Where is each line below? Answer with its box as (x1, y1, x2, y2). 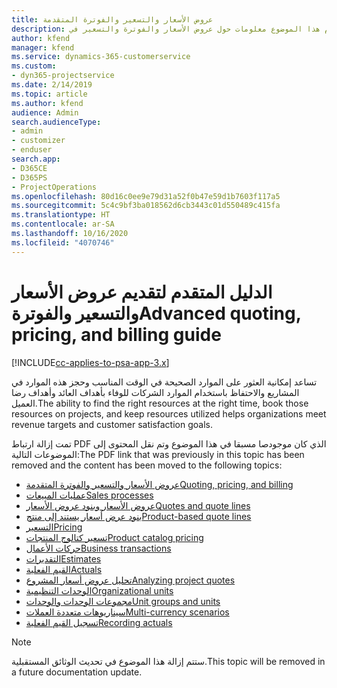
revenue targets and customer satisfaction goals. (11, 418, 213, 430)
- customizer (11, 136, 66, 146)
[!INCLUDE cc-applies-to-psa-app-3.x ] (11, 356, 170, 368)
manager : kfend (11, 42, 75, 53)
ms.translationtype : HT (11, 210, 111, 220)
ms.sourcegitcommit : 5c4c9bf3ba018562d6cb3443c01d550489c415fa (11, 201, 281, 211)
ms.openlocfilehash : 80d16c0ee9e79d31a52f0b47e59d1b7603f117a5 (11, 191, 281, 201)
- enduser (11, 145, 53, 155)
